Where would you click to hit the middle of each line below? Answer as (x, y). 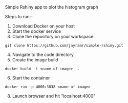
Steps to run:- (19, 16)
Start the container (31, 78)
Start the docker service (36, 31)
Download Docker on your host (43, 26)
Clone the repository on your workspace (53, 37)
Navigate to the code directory (43, 54)
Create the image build (35, 60)
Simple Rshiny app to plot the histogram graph (52, 7)
